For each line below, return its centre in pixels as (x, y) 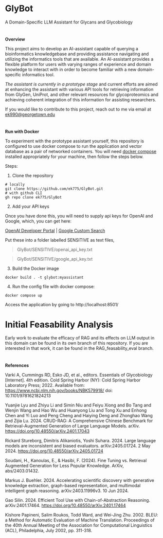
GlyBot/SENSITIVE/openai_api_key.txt (54, 249)
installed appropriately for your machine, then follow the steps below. (74, 157)
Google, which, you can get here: (38, 221)
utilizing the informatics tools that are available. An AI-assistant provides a (79, 59)
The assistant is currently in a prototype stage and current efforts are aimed (81, 84)
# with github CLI (24, 193)
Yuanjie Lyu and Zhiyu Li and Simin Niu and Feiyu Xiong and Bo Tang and (78, 405)
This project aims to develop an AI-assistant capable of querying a (72, 49)
